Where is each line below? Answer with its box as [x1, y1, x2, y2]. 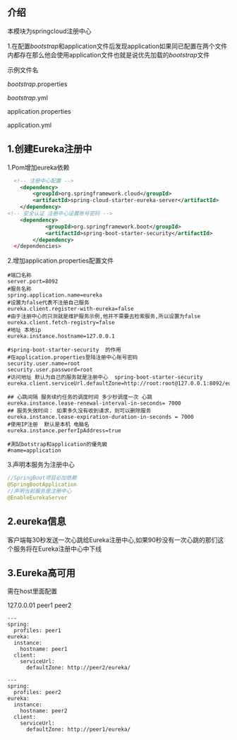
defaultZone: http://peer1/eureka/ [25, 726, 131, 733]
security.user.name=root [7, 360, 80, 367]
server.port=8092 [7, 278, 59, 285]
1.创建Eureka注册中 [7, 143, 92, 155]
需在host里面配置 [7, 587, 58, 595]
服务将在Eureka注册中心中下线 [13, 544, 102, 553]
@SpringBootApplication [7, 481, 78, 489]
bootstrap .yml [7, 93, 48, 102]
